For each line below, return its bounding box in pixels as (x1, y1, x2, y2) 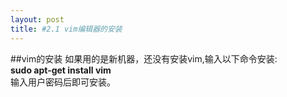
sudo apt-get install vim (10, 64, 112, 76)
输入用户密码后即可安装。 (10, 76, 116, 88)
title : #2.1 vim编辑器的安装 (10, 24, 123, 34)
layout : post (10, 14, 65, 25)
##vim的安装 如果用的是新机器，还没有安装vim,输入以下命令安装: (10, 52, 278, 65)
